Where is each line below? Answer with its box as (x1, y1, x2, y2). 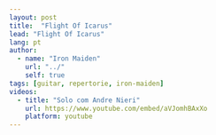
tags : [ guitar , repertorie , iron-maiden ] (9, 79, 165, 88)
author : (9, 46, 38, 55)
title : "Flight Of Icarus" (9, 21, 113, 30)
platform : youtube (25, 112, 93, 121)
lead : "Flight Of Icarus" (9, 29, 104, 38)
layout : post (9, 12, 58, 22)
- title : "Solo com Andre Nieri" (17, 95, 141, 105)
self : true (25, 71, 66, 80)
